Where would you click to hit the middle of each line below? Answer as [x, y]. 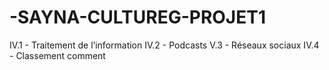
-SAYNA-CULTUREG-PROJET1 [138, 17]
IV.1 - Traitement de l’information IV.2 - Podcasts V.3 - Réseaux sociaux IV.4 [164, 45]
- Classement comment [57, 55]
